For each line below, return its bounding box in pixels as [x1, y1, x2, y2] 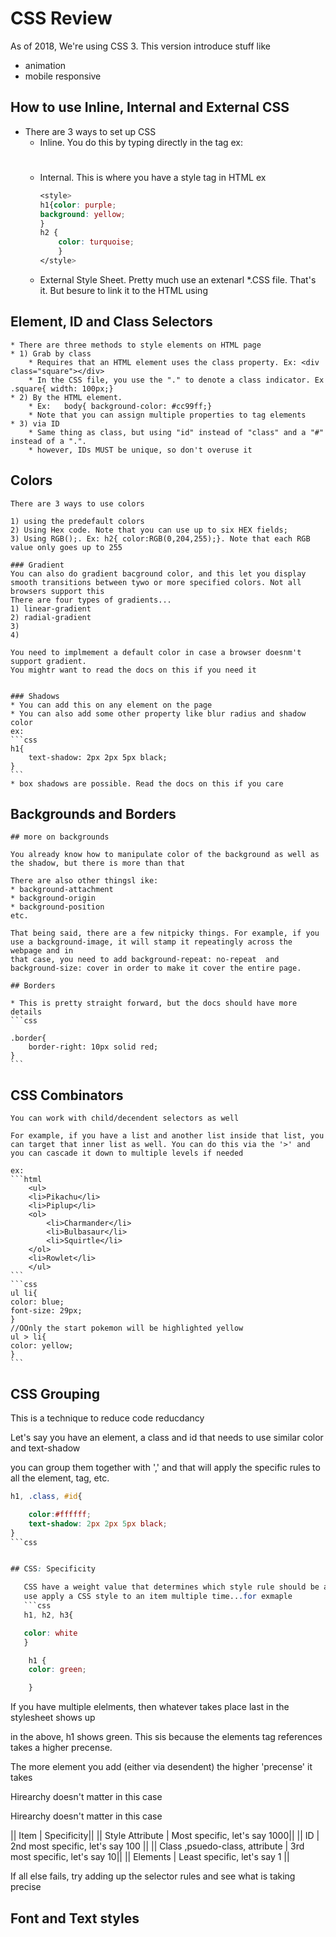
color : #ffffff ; [28, 1509, 92, 1519]
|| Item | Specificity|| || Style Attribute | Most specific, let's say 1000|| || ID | [10, 1830, 320, 1842]
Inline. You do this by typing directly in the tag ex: [39, 136, 244, 148]
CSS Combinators [10, 1087, 124, 1104]
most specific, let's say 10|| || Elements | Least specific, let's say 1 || [10, 1851, 290, 1863]
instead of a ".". [10, 436, 87, 446]
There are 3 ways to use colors [10, 498, 145, 509]
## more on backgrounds [10, 832, 110, 842]
